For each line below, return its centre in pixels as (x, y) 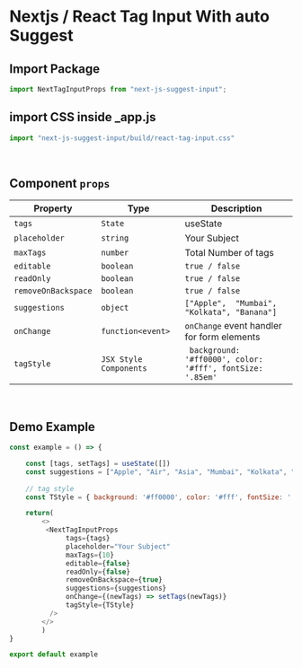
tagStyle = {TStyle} (100, 605)
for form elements (222, 337)
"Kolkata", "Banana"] (231, 312)
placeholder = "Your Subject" (118, 546)
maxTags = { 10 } (90, 555)
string (115, 238)
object (115, 308)
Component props (60, 183)
